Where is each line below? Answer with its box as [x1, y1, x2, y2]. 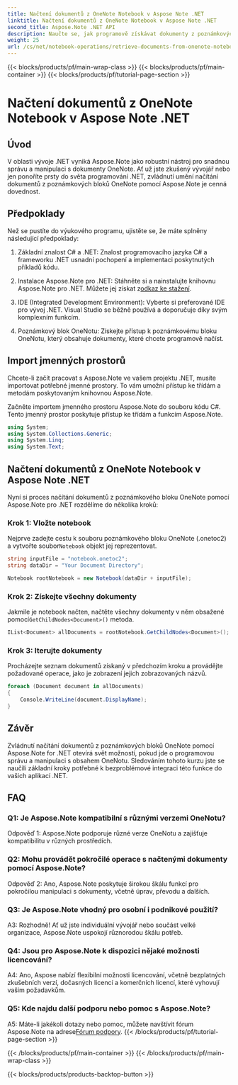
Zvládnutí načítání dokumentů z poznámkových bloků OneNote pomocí [7, 741, 215, 750]
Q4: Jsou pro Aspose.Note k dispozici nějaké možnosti [7, 945, 200, 955]
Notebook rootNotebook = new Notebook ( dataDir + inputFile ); [7, 575, 192, 582]
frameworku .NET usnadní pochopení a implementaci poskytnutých [17, 255, 215, 264]
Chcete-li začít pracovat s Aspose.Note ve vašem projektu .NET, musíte [7, 373, 216, 382]
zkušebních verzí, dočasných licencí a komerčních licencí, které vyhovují [7, 979, 220, 987]
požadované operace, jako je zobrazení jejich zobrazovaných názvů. [7, 669, 208, 678]
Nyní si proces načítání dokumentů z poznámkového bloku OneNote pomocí [7, 493, 229, 501]
